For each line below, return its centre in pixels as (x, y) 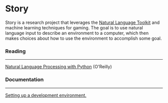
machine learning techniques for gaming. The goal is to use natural (74, 27)
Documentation (24, 80)
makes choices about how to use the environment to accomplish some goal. (83, 38)
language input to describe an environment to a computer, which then (77, 33)
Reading (15, 51)
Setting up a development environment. (46, 95)
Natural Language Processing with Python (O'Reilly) (59, 67)
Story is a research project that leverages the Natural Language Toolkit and (82, 22)
